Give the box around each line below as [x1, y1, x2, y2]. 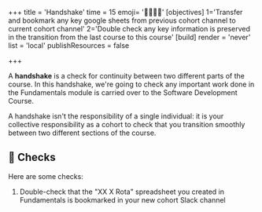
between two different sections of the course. [8, 128, 157, 137]
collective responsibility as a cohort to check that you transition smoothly [8, 120, 245, 129]
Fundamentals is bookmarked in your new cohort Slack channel [19, 195, 226, 204]
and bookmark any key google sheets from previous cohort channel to [8, 16, 236, 25]
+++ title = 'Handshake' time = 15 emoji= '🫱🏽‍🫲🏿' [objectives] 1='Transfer [8, 8, 243, 16]
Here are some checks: [8, 171, 84, 181]
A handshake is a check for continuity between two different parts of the [8, 71, 245, 80]
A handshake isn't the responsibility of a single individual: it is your [8, 111, 224, 121]
